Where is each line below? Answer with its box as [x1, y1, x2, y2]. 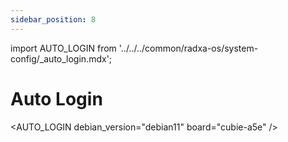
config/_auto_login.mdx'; [10, 52, 113, 65]
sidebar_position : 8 [10, 14, 97, 25]
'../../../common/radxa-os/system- [118, 42, 259, 54]
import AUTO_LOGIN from [10, 42, 117, 54]
